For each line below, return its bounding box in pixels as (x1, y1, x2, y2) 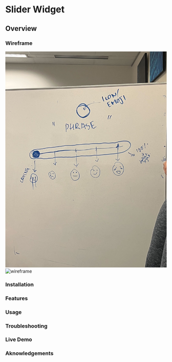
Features (5, 295, 28, 302)
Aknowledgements (5, 350, 54, 357)
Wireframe (5, 40, 33, 47)
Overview (5, 24, 37, 33)
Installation (5, 281, 34, 288)
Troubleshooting (5, 322, 48, 330)
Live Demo (5, 336, 32, 343)
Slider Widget (5, 4, 65, 15)
